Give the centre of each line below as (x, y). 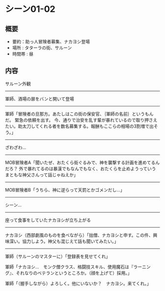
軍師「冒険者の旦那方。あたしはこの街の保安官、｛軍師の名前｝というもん (79, 114)
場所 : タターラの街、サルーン (42, 48)
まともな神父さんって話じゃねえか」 (42, 175)
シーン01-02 (30, 9)
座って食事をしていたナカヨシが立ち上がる (48, 220)
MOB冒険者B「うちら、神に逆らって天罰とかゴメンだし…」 (65, 190)
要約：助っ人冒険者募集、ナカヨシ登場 (51, 42)
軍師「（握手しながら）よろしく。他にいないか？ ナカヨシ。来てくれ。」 (78, 283)
